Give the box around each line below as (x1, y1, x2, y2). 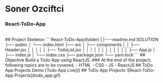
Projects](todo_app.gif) (14, 72, 61, 78)
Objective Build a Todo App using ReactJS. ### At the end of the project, (5, 57, 152, 63)
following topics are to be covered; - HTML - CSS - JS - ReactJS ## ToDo (5, 62, 153, 68)
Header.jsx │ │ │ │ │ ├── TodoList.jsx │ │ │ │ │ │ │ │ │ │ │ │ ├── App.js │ (5, 47, 156, 53)
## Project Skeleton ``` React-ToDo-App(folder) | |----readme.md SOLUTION (5, 37, 159, 42)
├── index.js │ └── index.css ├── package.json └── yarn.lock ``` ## (5, 52, 145, 58)
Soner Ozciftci (5, 3, 64, 14)
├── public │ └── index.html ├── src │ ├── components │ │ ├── (5, 42, 140, 48)
